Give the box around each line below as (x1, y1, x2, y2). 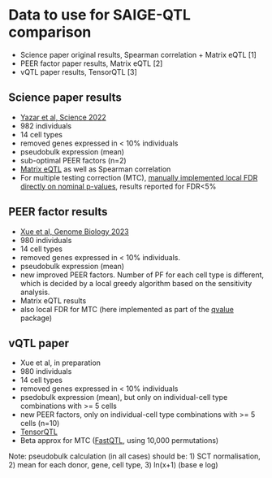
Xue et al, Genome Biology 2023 (19, 226, 129, 237)
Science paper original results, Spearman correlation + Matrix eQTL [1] (19, 50, 257, 59)
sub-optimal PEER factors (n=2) (19, 155, 127, 165)
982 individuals (19, 120, 71, 131)
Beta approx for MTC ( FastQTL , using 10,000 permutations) (19, 436, 219, 445)
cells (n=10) (19, 419, 60, 428)
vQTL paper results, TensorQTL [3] (19, 67, 138, 76)
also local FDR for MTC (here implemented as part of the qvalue (19, 304, 234, 314)
